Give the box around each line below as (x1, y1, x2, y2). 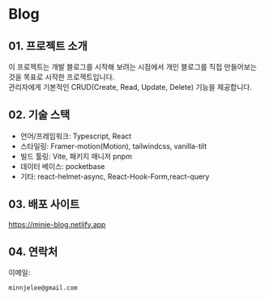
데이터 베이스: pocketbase (19, 161, 105, 171)
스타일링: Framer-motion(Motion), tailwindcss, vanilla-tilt (19, 141, 207, 150)
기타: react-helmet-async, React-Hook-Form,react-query (19, 171, 210, 181)
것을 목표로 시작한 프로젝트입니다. (8, 72, 115, 82)
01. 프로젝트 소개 (8, 39, 88, 53)
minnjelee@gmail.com (8, 284, 79, 292)
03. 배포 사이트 (8, 197, 80, 211)
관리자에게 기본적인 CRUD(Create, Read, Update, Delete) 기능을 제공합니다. (8, 82, 253, 91)
